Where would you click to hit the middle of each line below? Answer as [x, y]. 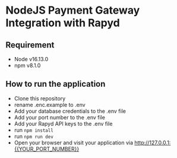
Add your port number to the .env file [59, 117]
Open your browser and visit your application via [74, 143]
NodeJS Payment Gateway [73, 10]
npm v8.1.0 [27, 65]
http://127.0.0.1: [152, 143]
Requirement [30, 45]
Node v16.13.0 [31, 59]
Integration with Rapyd [63, 23]
